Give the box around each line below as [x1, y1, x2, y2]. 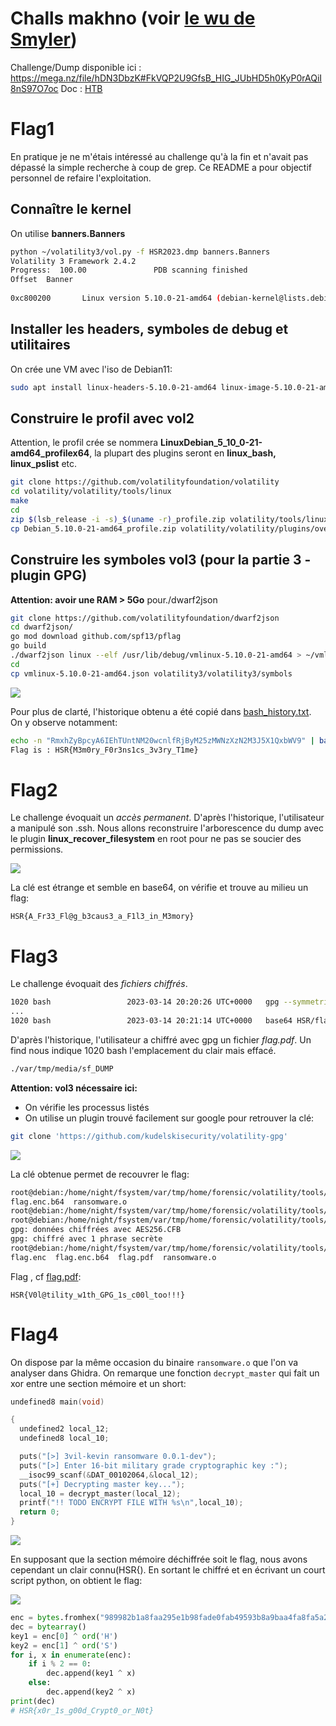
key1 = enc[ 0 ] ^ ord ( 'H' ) [10, 1631, 118, 1641]
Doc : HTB [60, 82, 103, 94]
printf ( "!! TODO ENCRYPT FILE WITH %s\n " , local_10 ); [19, 1498, 244, 1508]
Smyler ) [10, 28, 78, 51]
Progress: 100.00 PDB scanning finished [10, 265, 248, 276]
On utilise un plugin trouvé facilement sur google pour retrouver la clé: [24, 1112, 315, 1124]
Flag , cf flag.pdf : [10, 1270, 82, 1282]
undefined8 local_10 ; [19, 1433, 110, 1444]
